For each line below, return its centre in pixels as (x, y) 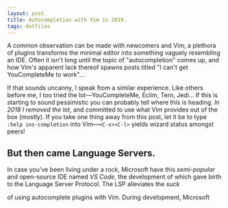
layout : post (26, 13)
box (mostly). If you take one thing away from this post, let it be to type (107, 117)
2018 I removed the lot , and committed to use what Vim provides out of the (112, 109)
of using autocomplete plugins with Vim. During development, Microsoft (109, 197)
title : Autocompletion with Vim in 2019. (67, 20)
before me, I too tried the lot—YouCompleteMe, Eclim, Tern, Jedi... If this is (112, 95)
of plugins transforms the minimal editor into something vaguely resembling (114, 53)
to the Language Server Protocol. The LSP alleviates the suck (93, 184)
